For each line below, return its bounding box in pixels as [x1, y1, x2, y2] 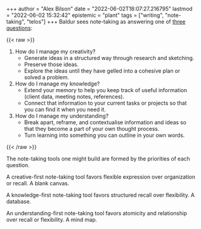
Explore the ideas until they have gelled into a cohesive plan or [24, 67, 180, 75]
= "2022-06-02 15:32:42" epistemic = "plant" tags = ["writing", [6, 12, 164, 19]
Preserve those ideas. [24, 61, 79, 68]
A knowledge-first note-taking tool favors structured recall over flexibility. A [6, 191, 195, 199]
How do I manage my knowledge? [15, 80, 100, 87]
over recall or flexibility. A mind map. [6, 216, 97, 223]
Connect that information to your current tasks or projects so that [24, 99, 187, 107]
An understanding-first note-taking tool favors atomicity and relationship [6, 210, 188, 217]
